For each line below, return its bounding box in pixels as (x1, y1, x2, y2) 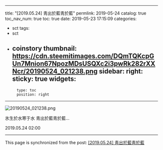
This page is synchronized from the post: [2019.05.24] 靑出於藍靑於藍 (5, 139, 145, 145)
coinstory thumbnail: (12, 44, 77, 53)
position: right (16, 92, 49, 97)
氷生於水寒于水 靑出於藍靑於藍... (5, 115, 70, 121)
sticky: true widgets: (12, 75, 76, 83)
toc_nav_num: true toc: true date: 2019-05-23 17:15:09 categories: (5, 16, 137, 21)
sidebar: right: (98, 67, 143, 75)
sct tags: (12, 25, 30, 31)
